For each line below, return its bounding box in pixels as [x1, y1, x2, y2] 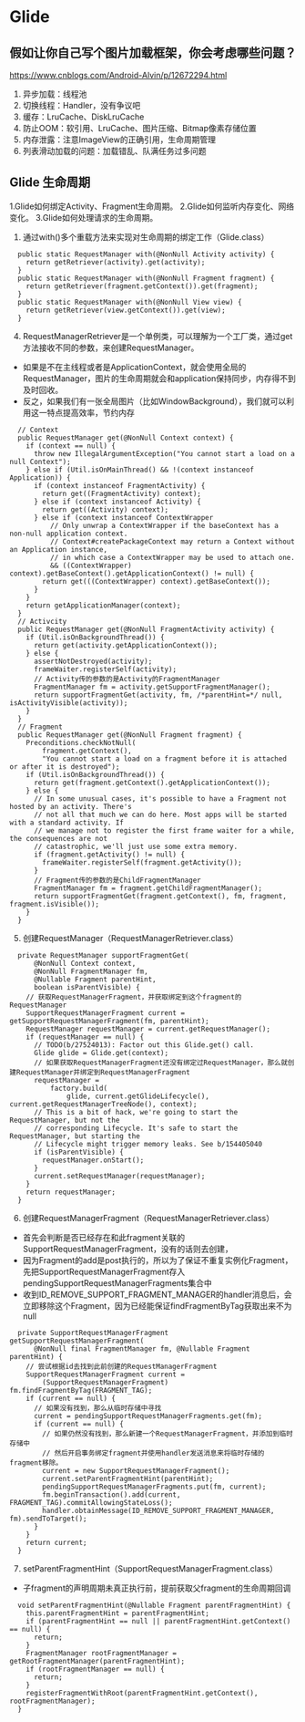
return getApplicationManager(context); [25, 600, 181, 610]
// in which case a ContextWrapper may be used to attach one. [49, 553, 296, 562]
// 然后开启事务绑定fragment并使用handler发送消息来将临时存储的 [42, 1448, 265, 1457]
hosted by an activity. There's [9, 802, 132, 811]
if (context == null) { [25, 441, 117, 451]
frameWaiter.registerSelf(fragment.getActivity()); [42, 857, 243, 867]
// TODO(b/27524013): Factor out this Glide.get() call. [33, 1040, 255, 1050]
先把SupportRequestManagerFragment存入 [22, 1266, 186, 1277]
